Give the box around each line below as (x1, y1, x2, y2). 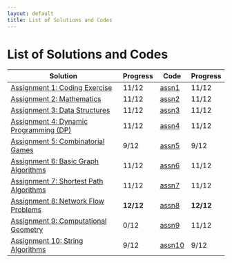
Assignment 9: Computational (10, 216, 107, 226)
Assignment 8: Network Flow (10, 197, 105, 206)
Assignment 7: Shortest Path (10, 176, 104, 186)
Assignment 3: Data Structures (10, 105, 110, 115)
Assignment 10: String (10, 236, 84, 246)
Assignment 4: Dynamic (10, 117, 88, 127)
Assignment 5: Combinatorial (10, 136, 105, 146)
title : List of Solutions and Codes (7, 17, 113, 24)
